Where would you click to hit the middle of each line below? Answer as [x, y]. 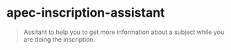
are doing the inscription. [59, 39]
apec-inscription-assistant [86, 13]
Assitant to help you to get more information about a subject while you [124, 32]
